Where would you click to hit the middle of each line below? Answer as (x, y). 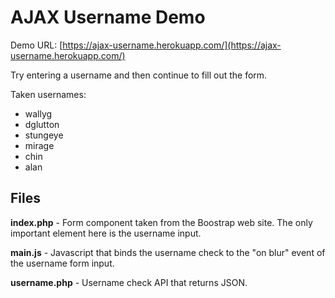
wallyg (38, 113)
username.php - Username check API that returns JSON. (129, 282)
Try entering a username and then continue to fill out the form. (139, 75)
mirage (39, 145)
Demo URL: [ (36, 45)
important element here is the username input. (106, 233)
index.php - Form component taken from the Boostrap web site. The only (161, 222)
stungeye (44, 135)
